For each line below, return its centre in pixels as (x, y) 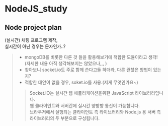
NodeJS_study (36, 9)
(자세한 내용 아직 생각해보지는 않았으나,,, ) (66, 63)
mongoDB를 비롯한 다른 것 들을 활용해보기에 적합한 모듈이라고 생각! (91, 57)
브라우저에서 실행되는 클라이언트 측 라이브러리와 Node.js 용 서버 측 (95, 112)
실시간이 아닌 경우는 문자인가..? (35, 46)
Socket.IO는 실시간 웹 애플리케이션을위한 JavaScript (81, 93)
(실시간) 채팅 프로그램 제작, (31, 40)
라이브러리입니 (149, 93)
